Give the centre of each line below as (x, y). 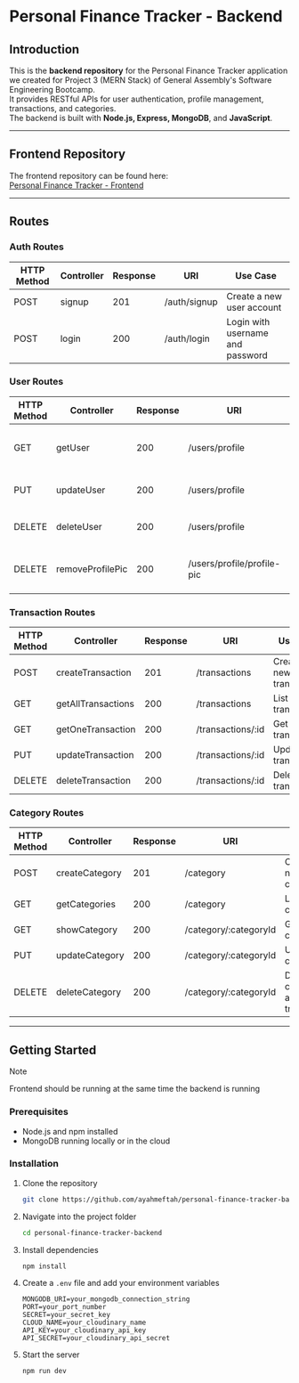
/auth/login (187, 338)
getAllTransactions (96, 704)
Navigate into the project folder (79, 1216)
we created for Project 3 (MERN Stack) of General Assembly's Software (141, 80)
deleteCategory (89, 992)
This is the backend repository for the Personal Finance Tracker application (149, 70)
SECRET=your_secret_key (66, 1315)
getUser (73, 447)
